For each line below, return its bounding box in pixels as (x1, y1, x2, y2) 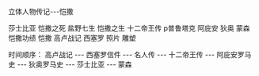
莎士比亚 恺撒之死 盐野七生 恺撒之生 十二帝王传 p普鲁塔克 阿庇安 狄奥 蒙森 (8, 24, 251, 33)
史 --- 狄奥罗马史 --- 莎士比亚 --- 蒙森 (8, 60, 132, 69)
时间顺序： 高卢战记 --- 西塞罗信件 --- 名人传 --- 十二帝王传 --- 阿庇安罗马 (8, 50, 252, 59)
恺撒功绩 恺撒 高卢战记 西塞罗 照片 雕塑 (8, 34, 136, 42)
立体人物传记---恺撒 (8, 7, 74, 16)
